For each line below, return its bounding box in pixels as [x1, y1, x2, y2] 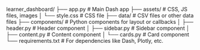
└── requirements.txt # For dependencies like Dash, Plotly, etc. [6, 37, 164, 44]
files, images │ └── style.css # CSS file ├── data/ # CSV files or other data [6, 12, 194, 19]
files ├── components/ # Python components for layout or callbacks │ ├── [6, 18, 194, 25]
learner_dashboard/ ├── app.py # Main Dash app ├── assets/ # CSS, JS [6, 6, 188, 12]
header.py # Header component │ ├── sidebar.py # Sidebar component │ [6, 24, 190, 32]
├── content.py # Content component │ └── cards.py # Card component [6, 31, 189, 38]
